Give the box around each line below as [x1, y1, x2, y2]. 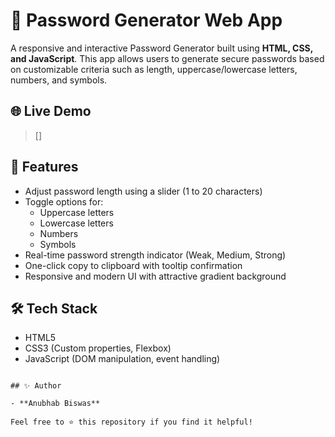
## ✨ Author [10, 381, 62, 391]
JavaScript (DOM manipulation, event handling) [24, 353, 221, 365]
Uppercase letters [39, 206, 115, 218]
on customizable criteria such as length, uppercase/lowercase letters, [10, 63, 298, 75]
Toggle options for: [24, 195, 104, 208]
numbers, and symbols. [10, 74, 108, 86]
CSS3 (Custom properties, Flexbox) [24, 342, 172, 354]
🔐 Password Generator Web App [10, 9, 283, 32]
